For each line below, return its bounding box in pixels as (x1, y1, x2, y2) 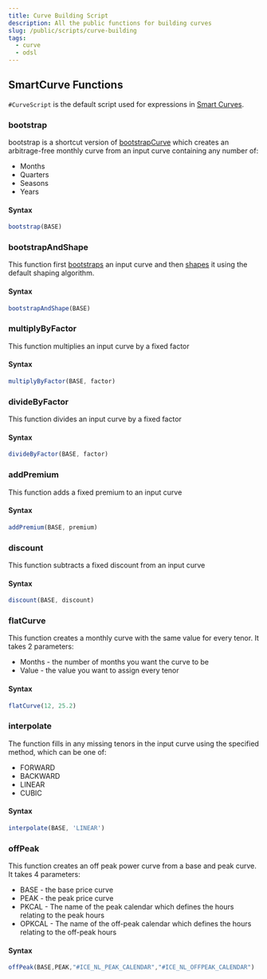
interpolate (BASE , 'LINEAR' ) (8, 823, 105, 832)
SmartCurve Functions (8, 78, 124, 92)
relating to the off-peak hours (19, 927, 117, 938)
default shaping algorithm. (8, 268, 95, 278)
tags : (8, 34, 26, 42)
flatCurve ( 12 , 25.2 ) (8, 701, 77, 710)
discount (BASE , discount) (8, 596, 94, 605)
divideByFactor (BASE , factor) (8, 450, 109, 459)
